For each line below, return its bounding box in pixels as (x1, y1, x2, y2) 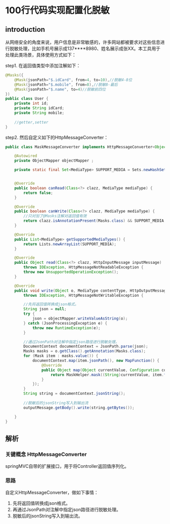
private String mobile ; (14, 110, 65, 115)
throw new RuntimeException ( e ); (32, 325, 101, 331)
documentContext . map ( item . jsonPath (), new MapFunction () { (32, 358, 159, 363)
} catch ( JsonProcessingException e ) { (23, 320, 108, 326)
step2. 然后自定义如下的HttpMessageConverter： (5, 134, 109, 140)
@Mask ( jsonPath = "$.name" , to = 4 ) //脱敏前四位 (14, 87, 106, 92)
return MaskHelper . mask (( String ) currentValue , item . (50, 372, 164, 377)
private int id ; (14, 101, 49, 106)
